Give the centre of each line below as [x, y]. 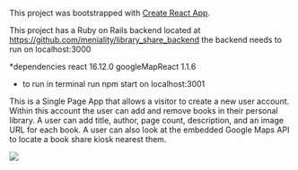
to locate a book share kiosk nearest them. [88, 139]
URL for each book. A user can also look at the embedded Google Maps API [149, 130]
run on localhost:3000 [50, 49]
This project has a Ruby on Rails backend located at [105, 30]
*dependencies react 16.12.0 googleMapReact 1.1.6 [103, 67]
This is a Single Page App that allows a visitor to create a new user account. [149, 101]
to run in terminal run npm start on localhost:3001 [114, 84]
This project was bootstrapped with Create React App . [110, 13]
